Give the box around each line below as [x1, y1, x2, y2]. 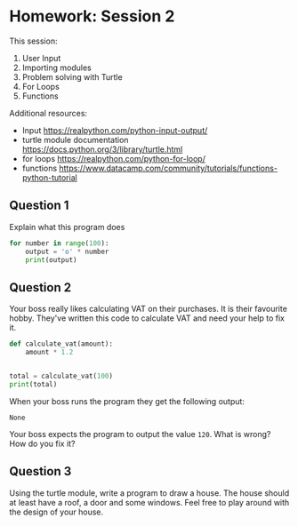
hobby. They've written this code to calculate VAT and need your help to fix [9, 313, 285, 323]
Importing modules [21, 62, 92, 73]
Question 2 [9, 280, 72, 295]
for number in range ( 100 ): [9, 238, 109, 248]
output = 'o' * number [25, 247, 109, 256]
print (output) [25, 255, 77, 264]
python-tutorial [21, 171, 77, 183]
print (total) [9, 379, 58, 388]
